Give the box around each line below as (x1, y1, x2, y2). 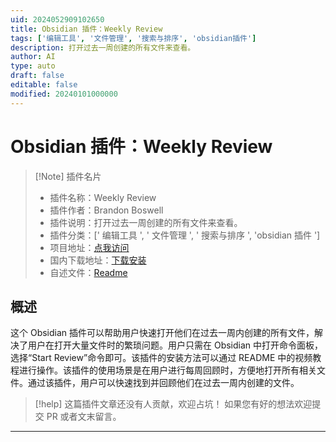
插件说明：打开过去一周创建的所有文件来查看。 (49, 216, 243, 228)
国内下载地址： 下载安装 (49, 254, 147, 266)
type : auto (10, 61, 56, 71)
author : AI (10, 52, 56, 62)
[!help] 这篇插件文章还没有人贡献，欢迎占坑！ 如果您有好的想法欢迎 (34, 398, 313, 410)
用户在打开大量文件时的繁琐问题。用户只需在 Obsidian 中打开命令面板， (27, 339, 324, 351)
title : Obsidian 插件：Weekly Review (10, 24, 163, 34)
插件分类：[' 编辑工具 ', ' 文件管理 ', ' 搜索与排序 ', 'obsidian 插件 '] (49, 229, 321, 241)
